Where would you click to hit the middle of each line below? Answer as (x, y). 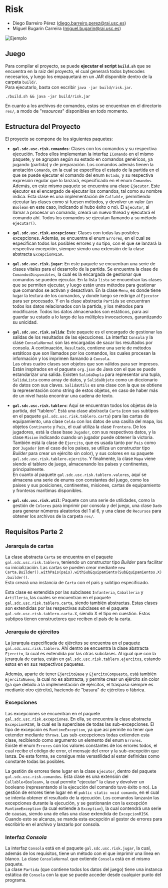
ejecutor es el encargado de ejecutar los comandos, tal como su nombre (87, 191)
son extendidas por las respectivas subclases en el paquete (67, 608)
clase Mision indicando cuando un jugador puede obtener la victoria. (83, 437)
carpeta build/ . (21, 82)
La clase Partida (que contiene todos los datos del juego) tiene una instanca (84, 869)
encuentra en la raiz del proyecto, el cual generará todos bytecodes (75, 71)
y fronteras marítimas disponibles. (47, 490)
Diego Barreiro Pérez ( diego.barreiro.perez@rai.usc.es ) (69, 23)
